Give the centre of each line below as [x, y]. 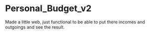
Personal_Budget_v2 [48, 9]
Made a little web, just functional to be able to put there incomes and [75, 22]
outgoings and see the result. [35, 27]
